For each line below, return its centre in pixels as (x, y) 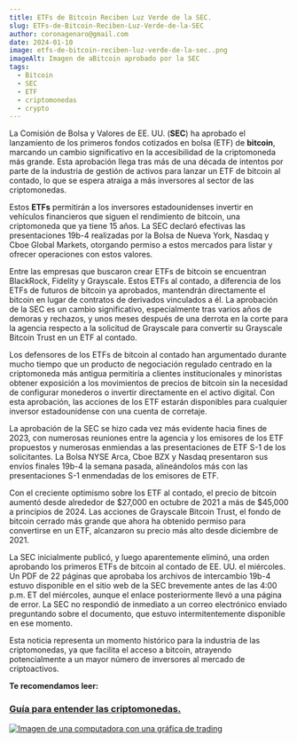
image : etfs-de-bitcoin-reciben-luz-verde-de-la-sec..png (118, 51)
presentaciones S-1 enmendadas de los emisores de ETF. (114, 476)
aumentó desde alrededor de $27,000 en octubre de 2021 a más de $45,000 (149, 502)
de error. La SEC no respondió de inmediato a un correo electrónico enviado (148, 605)
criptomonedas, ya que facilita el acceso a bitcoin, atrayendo (121, 650)
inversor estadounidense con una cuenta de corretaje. (108, 411)
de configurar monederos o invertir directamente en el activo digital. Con (142, 392)
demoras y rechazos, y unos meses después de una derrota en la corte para (148, 319)
